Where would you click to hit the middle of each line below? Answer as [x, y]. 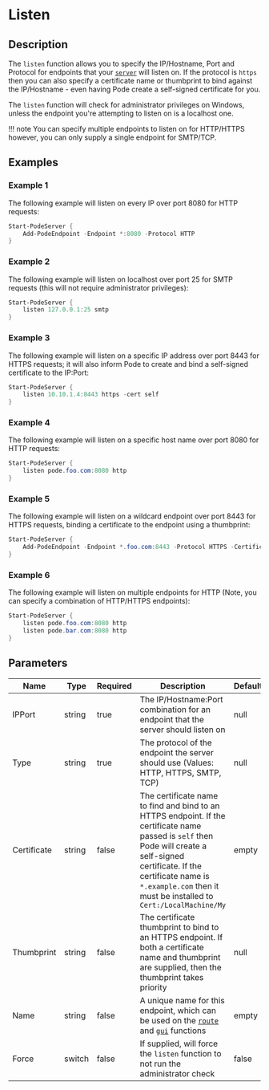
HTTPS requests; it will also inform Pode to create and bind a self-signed [128, 364]
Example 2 [29, 262]
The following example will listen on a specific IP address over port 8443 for [134, 356]
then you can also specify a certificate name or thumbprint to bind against [130, 81]
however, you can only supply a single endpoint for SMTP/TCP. [112, 137]
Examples [33, 163]
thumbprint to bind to [179, 927]
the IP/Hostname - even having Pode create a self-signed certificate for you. [134, 89]
